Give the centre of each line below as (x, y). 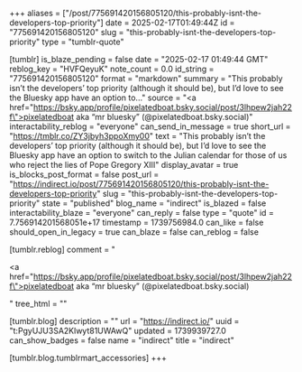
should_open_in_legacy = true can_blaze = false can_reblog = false (134, 232)
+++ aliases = (35, 13)
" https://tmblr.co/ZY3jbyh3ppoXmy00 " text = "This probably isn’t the (137, 136)
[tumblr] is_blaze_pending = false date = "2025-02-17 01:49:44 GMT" (139, 59)
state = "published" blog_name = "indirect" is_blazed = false (154, 203)
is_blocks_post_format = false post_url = (84, 174)
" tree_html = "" (38, 303)
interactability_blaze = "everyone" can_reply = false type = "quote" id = (142, 213)
